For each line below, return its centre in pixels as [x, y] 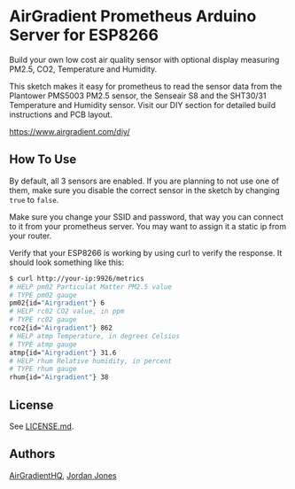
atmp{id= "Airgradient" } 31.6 [63, 353]
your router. [31, 236]
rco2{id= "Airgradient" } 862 [61, 328]
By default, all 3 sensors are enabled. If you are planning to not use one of [144, 181]
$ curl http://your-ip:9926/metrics [77, 278]
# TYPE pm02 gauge [43, 295]
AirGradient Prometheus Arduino [133, 16]
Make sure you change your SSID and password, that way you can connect [146, 217]
